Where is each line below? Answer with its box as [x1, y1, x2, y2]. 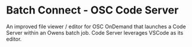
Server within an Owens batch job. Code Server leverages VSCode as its [6, 29, 184, 36]
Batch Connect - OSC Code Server [6, 4, 179, 17]
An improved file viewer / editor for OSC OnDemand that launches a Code [6, 23, 186, 30]
